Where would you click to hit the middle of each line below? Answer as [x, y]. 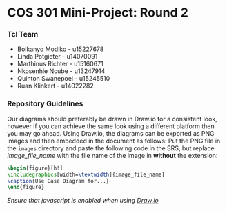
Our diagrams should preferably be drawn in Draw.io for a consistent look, [112, 119]
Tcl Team [23, 34]
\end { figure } [26, 188]
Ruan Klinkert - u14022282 [56, 86]
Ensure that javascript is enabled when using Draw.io [83, 201]
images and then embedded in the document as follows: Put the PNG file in [114, 141]
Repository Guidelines [45, 103]
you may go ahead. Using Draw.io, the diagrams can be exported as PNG [111, 133]
